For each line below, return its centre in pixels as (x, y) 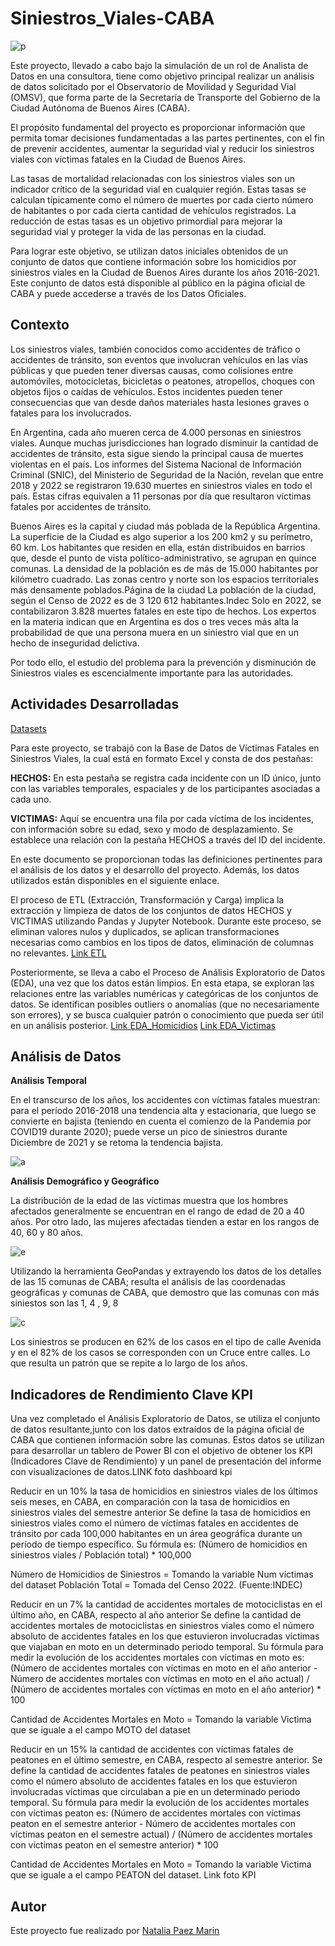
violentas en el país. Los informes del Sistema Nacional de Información (156, 464)
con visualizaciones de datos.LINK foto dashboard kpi (121, 1472)
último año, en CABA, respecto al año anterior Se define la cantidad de (156, 1615)
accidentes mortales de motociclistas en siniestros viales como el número (162, 1626)
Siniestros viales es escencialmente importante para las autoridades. (152, 673)
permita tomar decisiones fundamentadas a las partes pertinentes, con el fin (167, 138)
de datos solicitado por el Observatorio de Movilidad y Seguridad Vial (153, 86)
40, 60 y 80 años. (47, 1233)
